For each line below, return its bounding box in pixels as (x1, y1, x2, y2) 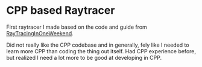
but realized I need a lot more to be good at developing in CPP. (6, 54, 162, 61)
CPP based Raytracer (6, 4, 115, 17)
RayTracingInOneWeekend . (6, 29, 74, 36)
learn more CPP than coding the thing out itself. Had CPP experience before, (6, 47, 197, 54)
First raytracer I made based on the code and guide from (6, 23, 148, 31)
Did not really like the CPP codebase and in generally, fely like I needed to (6, 41, 189, 48)
